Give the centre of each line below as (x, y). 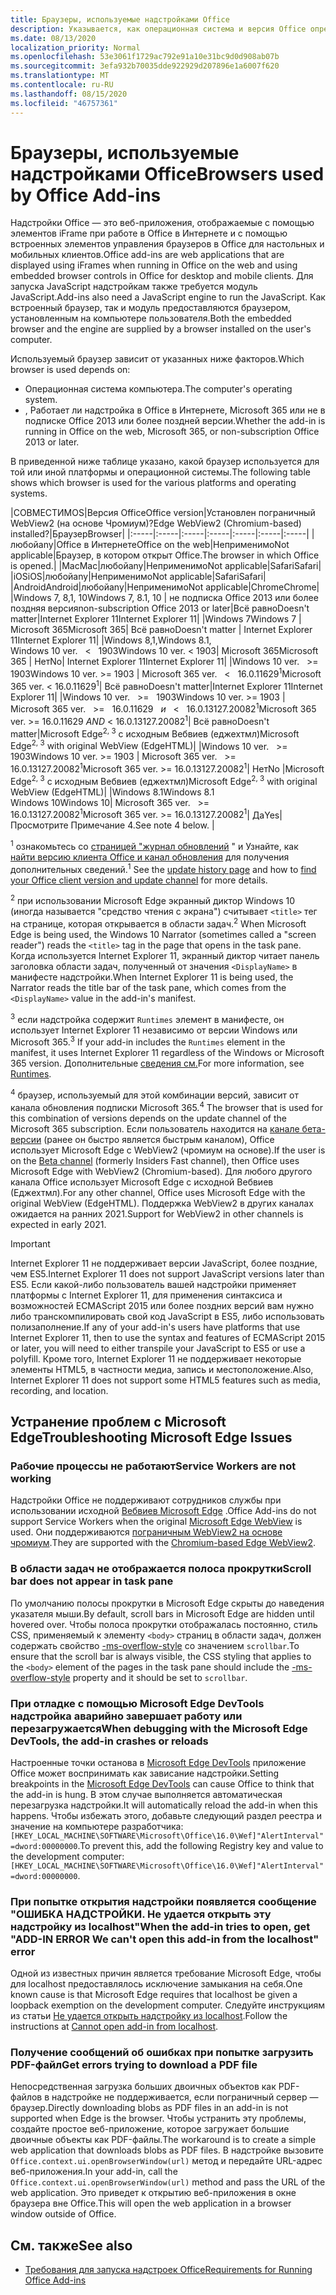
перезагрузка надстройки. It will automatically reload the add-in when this (164, 1805)
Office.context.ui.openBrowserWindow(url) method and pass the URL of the (168, 2182)
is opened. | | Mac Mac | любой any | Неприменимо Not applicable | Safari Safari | (166, 566)
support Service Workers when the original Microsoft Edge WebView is (156, 1522)
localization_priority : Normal (75, 47)
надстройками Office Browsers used (167, 173)
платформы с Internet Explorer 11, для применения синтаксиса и (146, 1295)
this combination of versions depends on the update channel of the (148, 1118)
